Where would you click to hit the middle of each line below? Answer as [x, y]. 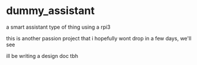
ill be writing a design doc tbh [42, 56]
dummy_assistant [50, 11]
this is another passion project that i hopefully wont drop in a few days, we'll [99, 38]
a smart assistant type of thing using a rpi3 [58, 27]
